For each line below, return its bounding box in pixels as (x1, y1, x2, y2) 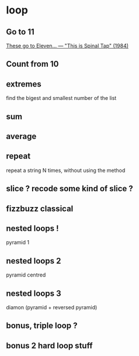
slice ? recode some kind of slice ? (6, 184, 133, 193)
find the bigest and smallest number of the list (6, 95, 117, 102)
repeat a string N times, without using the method (6, 167, 126, 174)
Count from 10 (6, 59, 59, 69)
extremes (6, 79, 42, 89)
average (6, 131, 37, 141)
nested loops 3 (6, 288, 61, 298)
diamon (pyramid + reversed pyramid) (6, 304, 98, 311)
